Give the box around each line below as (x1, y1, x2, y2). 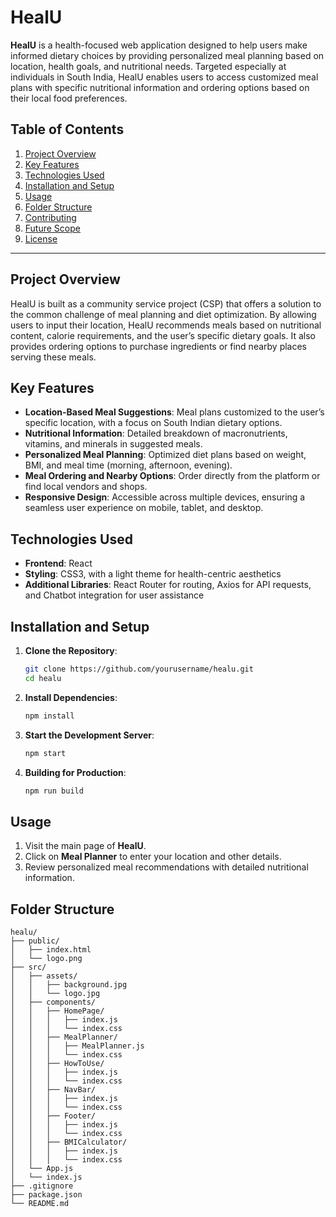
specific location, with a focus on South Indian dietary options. (24, 417, 283, 429)
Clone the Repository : (24, 645, 118, 656)
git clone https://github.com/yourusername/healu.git (24, 664, 254, 674)
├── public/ (10, 936, 60, 946)
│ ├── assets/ (10, 971, 78, 981)
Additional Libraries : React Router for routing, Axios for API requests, (24, 579, 312, 591)
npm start (24, 748, 67, 758)
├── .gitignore (10, 1181, 74, 1191)
